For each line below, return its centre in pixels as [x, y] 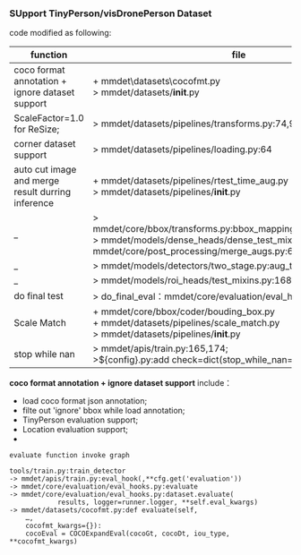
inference [34, 203]
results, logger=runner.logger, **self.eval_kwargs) [157, 503]
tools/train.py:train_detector [68, 471]
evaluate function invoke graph [69, 456]
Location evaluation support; [75, 430]
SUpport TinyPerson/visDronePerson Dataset [111, 13]
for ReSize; [37, 130]
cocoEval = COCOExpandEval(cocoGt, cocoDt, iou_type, [128, 534]
